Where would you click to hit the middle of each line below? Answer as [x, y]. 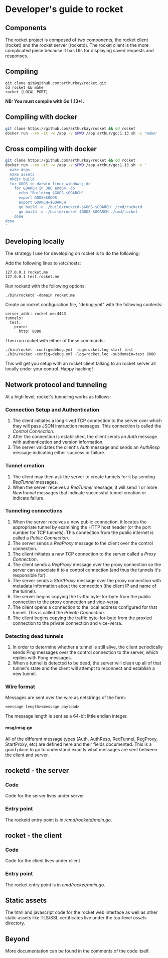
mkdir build [22, 179]
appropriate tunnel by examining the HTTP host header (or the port [82, 527]
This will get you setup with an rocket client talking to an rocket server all [80, 364]
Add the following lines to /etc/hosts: [43, 263]
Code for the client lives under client [43, 861]
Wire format [20, 687]
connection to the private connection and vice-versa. [67, 623]
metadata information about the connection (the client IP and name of [85, 586]
